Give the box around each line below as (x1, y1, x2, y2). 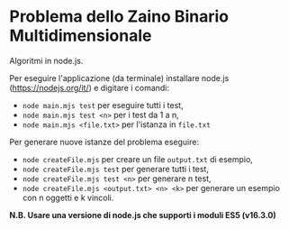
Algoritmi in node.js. (9, 55, 84, 66)
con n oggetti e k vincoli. (22, 192, 114, 203)
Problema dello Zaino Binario (9, 6, 230, 27)
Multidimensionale (9, 25, 152, 46)
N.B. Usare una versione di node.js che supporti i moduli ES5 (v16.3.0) (9, 209, 276, 220)
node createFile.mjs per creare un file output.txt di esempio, (22, 153, 254, 164)
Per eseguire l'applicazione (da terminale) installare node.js (9, 72, 230, 83)
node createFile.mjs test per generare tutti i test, (22, 163, 210, 174)
